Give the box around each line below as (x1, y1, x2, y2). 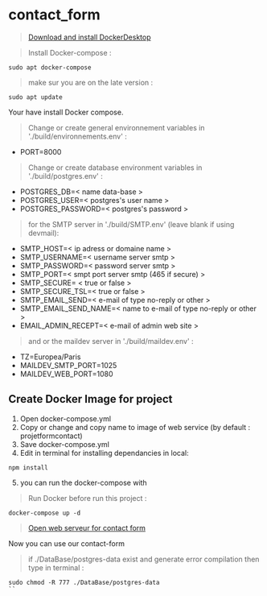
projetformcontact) (19, 431, 83, 441)
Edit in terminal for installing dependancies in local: (19, 448, 189, 457)
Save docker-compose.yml (19, 439, 110, 449)
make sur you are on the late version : (27, 77, 154, 87)
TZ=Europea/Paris (19, 352, 81, 362)
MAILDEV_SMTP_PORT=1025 (19, 360, 117, 370)
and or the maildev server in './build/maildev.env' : (27, 336, 195, 346)
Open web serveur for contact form (27, 523, 146, 532)
